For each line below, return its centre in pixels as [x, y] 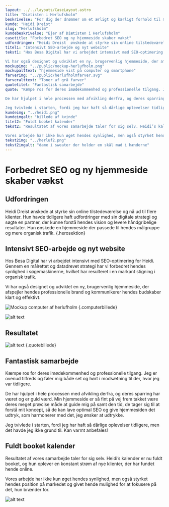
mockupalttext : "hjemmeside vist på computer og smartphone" [71, 71]
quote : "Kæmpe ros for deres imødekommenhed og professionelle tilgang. [83, 89]
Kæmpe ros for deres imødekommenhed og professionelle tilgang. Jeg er [81, 373]
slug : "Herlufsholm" [27, 29]
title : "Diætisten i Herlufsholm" [41, 15]
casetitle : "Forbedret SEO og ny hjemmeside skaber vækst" [68, 38]
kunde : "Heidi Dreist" [29, 24]
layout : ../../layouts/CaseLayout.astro [48, 10]
